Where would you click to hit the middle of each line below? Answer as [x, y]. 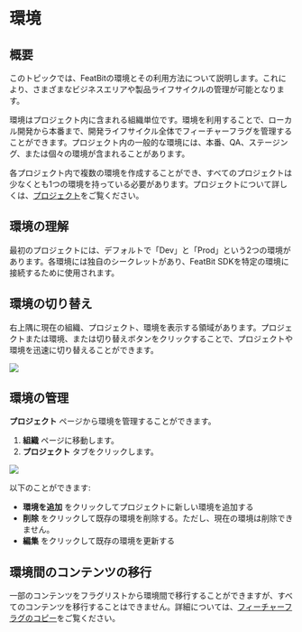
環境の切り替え [51, 304]
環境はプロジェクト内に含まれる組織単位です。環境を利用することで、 [139, 120]
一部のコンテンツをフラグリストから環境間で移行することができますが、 [143, 596]
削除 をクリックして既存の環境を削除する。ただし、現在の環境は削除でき [158, 518]
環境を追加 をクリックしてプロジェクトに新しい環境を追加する [138, 507]
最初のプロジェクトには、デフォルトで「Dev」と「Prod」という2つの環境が [150, 250]
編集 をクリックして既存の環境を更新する [99, 541]
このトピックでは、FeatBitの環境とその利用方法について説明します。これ [144, 78]
